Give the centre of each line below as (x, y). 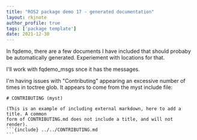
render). (17, 125)
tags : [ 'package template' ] (41, 29)
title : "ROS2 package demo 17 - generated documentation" (80, 12)
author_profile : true (33, 23)
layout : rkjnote (26, 17)
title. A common (26, 114)
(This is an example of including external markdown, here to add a (94, 109)
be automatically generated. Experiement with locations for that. (86, 58)
